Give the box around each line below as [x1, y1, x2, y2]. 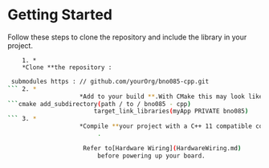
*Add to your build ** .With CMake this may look [79, 92, 246, 100]
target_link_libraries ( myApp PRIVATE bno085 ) [93, 107, 249, 116]
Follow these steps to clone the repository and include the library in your [7, 32, 247, 42]
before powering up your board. [96, 151, 206, 160]
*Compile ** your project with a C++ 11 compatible [79, 122, 252, 130]
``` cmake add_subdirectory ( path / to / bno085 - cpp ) [7, 100, 192, 108]
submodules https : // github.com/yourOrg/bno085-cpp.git [10, 77, 210, 85]
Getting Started [7, 6, 113, 24]
